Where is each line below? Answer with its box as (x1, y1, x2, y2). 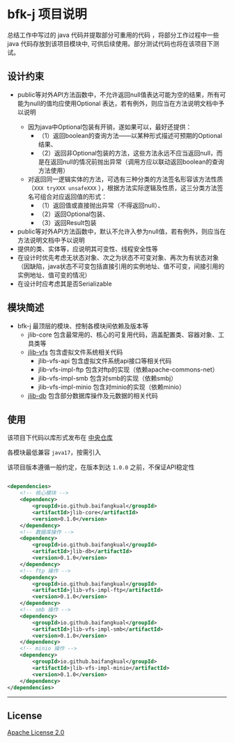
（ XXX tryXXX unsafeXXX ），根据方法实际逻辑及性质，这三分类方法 (27, 183, 217, 192)
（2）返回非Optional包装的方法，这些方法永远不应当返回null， (38, 148, 217, 157)
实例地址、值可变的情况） (17, 270, 91, 279)
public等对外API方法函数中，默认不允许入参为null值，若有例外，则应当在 (17, 227, 226, 236)
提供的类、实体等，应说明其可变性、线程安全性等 (17, 245, 158, 253)
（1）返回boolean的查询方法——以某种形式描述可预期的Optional (38, 131, 223, 139)
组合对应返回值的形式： (40, 192, 108, 201)
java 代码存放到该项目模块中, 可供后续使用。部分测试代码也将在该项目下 (7, 39, 214, 47)
